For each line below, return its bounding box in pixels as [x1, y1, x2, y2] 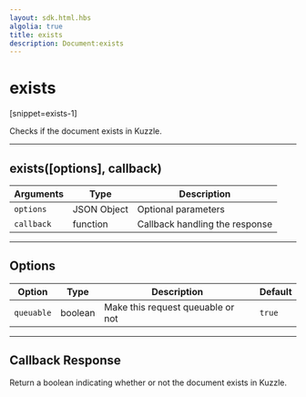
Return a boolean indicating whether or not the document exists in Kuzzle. [9, 377, 288, 388]
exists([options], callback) [9, 160, 162, 176]
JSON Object [72, 203, 129, 215]
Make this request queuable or [104, 300, 235, 313]
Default [259, 285, 292, 298]
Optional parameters [137, 203, 226, 215]
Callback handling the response [137, 218, 273, 230]
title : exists [9, 30, 64, 39]
